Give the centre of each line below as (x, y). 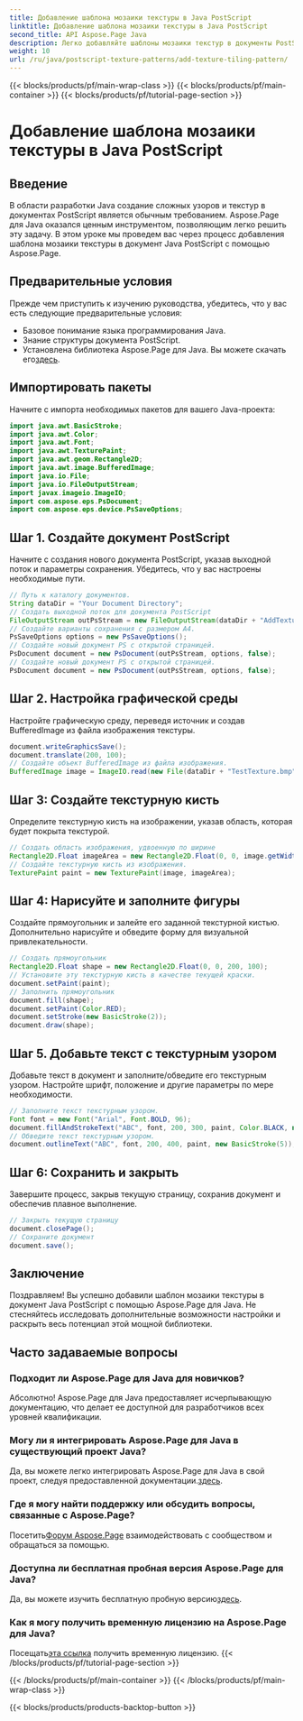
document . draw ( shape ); (52, 1026)
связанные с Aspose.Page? (72, 1515)
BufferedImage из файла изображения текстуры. (102, 730)
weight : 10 (30, 51)
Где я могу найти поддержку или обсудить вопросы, (132, 1505)
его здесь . (41, 359)
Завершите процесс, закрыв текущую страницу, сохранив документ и (145, 1194)
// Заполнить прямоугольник (62, 992)
